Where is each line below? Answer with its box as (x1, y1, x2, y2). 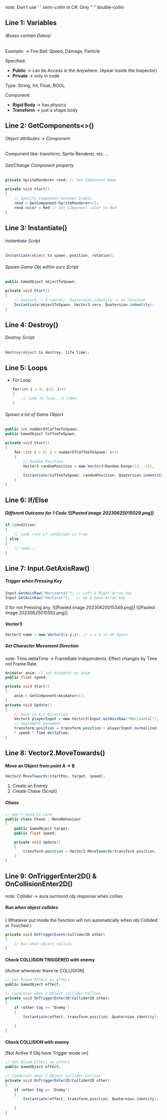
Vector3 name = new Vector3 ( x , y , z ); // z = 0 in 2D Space (5, 632, 128, 637)
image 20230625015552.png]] (5, 610, 68, 616)
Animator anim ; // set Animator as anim (5, 671, 90, 675)
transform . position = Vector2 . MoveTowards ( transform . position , (23, 849, 157, 854)
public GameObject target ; (14, 826, 70, 831)
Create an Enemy (12, 783, 48, 789)
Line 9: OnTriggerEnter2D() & (5, 872, 97, 881)
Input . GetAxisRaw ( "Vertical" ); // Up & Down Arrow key (5, 595, 126, 600)
